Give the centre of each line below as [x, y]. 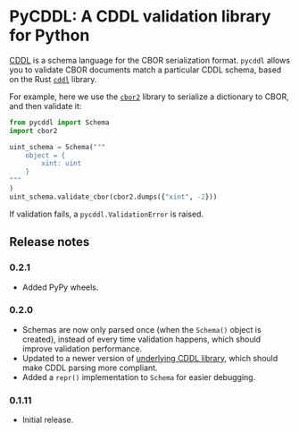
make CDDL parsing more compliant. [90, 368]
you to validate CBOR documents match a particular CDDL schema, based [145, 70]
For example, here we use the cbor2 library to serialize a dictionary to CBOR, [149, 97]
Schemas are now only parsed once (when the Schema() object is [141, 329]
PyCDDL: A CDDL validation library [140, 17]
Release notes [50, 242]
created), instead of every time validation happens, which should [141, 339]
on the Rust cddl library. [53, 79]
